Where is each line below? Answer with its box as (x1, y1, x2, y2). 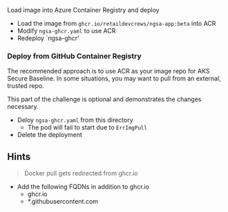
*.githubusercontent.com (27, 197, 99, 206)
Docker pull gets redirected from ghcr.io (23, 169, 138, 177)
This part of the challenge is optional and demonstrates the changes (7, 95, 202, 103)
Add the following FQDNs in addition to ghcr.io (17, 183, 150, 191)
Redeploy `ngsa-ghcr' (17, 34, 79, 42)
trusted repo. (7, 82, 44, 90)
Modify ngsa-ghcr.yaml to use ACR (17, 27, 116, 35)
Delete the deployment (17, 131, 83, 139)
